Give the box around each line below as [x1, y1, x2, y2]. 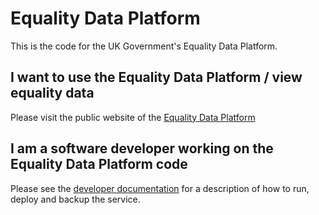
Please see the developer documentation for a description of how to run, [10, 182, 310, 194]
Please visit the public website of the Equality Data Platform [10, 111, 256, 123]
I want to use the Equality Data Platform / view [10, 69, 303, 86]
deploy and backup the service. [10, 193, 141, 205]
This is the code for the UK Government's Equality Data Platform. [10, 40, 278, 52]
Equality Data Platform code [10, 156, 188, 173]
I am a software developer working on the [10, 140, 274, 157]
